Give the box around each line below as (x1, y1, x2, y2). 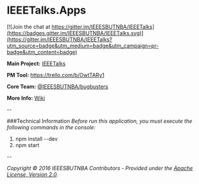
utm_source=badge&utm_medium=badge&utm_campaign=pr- (7, 42, 159, 49)
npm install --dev (15, 135, 58, 142)
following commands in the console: (7, 123, 96, 131)
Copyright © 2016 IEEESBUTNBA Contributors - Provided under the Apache (7, 164, 193, 172)
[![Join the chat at (7, 23, 51, 30)
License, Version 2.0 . (7, 170, 58, 178)
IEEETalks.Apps (7, 4, 86, 17)
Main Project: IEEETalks (7, 60, 66, 67)
